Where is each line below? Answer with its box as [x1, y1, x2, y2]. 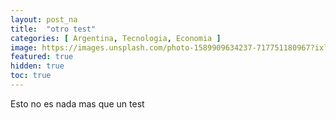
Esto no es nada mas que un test [10, 97, 145, 110]
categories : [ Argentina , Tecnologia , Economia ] [10, 33, 222, 43]
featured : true [10, 52, 74, 62]
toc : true [10, 71, 52, 81]
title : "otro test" [10, 24, 97, 34]
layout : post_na [10, 14, 78, 25]
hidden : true [10, 61, 65, 71]
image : [10, 42, 38, 53]
